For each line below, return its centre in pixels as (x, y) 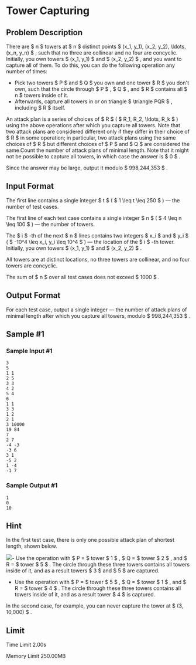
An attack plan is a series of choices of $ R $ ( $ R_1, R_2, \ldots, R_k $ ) (92, 119)
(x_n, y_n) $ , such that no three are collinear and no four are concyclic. (92, 53)
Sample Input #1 (29, 351)
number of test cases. (32, 206)
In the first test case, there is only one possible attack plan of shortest (90, 540)
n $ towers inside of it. (42, 95)
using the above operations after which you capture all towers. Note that (93, 125)
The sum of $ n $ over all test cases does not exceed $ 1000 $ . (83, 277)
